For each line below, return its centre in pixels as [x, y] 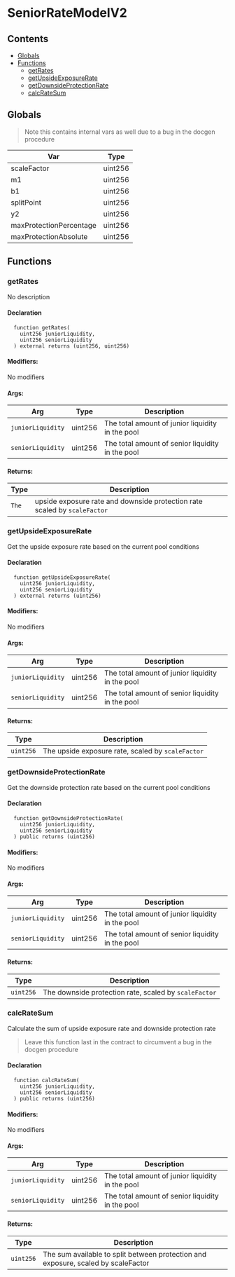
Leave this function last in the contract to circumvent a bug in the [118, 1042]
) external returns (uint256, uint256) [72, 346]
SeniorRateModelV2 [67, 13]
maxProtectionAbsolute [49, 236]
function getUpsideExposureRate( [62, 577]
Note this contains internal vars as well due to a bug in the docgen [120, 132]
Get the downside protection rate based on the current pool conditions [109, 787]
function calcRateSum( [47, 1081]
